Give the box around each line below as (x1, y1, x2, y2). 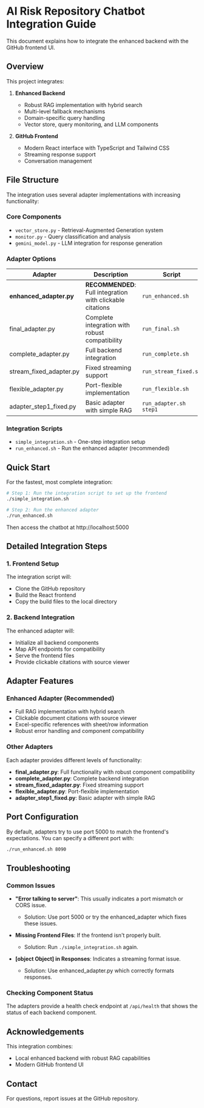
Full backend (85, 346, 123, 354)
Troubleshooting (6, 863, 71, 873)
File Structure (6, 175, 59, 185)
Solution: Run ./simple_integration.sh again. (24, 944, 138, 951)
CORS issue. (15, 902, 47, 909)
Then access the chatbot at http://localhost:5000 (6, 524, 129, 531)
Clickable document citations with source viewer (15, 714, 137, 722)
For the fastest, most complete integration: (6, 479, 113, 486)
